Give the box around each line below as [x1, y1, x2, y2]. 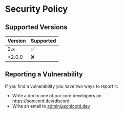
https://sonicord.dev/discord [12, 98, 70, 104]
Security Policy [5, 3, 68, 15]
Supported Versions [5, 23, 67, 31]
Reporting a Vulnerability [5, 70, 83, 79]
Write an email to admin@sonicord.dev [12, 103, 90, 109]
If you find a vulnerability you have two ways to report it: [5, 83, 119, 89]
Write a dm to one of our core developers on [12, 92, 102, 98]
